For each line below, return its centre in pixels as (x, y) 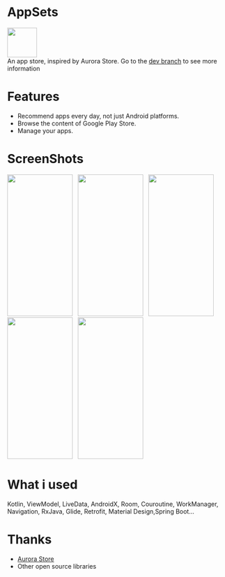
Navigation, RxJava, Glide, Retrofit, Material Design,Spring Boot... (101, 511)
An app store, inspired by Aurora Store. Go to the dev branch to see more (112, 61)
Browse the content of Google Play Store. (77, 123)
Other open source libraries (57, 566)
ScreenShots (45, 159)
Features (33, 97)
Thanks (30, 539)
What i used (42, 484)
